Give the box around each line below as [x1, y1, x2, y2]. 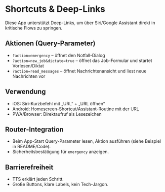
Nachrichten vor [12, 73, 45, 79]
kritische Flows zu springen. [5, 25, 63, 31]
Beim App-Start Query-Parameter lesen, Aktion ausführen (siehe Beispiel [12, 138, 162, 144]
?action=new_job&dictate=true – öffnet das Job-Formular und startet [12, 58, 152, 64]
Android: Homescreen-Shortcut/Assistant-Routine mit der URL [12, 106, 139, 112]
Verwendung [5, 88, 46, 96]
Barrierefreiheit [5, 163, 53, 171]
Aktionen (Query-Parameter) [5, 39, 96, 48]
